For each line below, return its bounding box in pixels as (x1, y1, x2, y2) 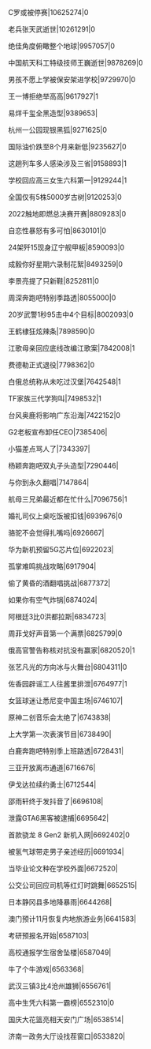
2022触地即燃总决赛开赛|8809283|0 (8, 209, 127, 218)
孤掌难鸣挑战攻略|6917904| (8, 562, 97, 571)
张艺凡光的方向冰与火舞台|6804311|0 (8, 663, 127, 671)
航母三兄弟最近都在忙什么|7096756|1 (8, 494, 127, 504)
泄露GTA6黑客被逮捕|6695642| (8, 814, 109, 822)
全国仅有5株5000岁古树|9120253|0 (8, 193, 122, 201)
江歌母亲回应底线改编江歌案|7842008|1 (8, 344, 135, 352)
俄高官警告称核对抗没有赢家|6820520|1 (8, 645, 135, 655)
